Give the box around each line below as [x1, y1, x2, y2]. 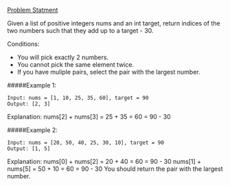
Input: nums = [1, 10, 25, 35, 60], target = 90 [7, 94, 149, 101]
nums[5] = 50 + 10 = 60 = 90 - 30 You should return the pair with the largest [7, 165, 223, 173]
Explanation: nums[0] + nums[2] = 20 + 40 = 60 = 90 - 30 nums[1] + [7, 158, 201, 165]
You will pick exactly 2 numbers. [16, 53, 108, 61]
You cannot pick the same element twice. [16, 61, 135, 68]
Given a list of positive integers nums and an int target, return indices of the [7, 19, 221, 27]
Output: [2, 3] [7, 101, 51, 107]
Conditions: [7, 40, 40, 48]
